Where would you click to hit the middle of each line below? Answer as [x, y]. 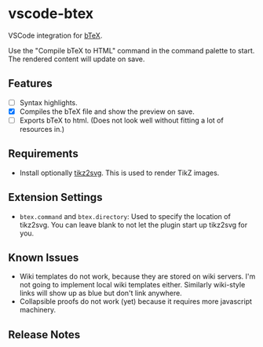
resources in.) [42, 129]
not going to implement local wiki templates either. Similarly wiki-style [132, 285]
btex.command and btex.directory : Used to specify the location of [125, 216]
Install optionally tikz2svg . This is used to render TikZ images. [119, 173]
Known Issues [44, 257]
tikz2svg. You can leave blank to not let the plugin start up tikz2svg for [133, 225]
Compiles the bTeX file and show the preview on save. [107, 111]
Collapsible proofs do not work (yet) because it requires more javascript [136, 301]
